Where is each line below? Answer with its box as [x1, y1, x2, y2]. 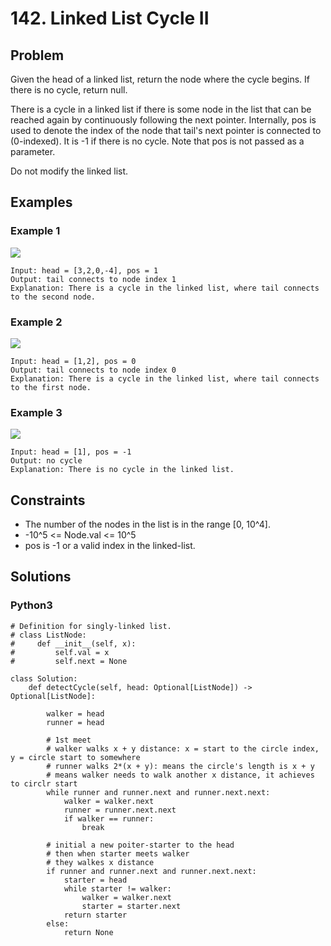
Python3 [10, 598, 53, 612]
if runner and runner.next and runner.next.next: [46, 866, 257, 876]
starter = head [63, 875, 128, 885]
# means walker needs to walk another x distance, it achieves [46, 770, 315, 780]
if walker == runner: [63, 813, 155, 824]
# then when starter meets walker [46, 848, 190, 859]
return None [63, 927, 114, 937]
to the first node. [10, 382, 92, 392]
